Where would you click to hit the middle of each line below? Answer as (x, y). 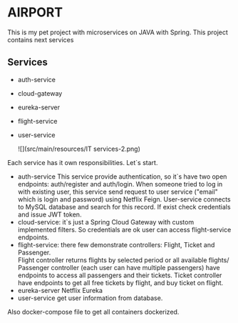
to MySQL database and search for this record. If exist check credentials (124, 207)
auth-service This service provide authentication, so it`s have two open (122, 177)
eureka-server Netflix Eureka (60, 290)
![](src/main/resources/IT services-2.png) (79, 149)
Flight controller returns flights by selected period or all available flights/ (123, 260)
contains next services (41, 39)
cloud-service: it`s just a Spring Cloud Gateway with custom (106, 222)
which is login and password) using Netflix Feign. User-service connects (124, 199)
